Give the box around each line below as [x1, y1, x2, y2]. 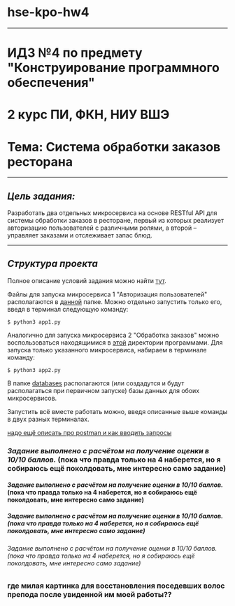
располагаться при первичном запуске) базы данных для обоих [7, 386, 200, 394]
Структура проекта [7, 258, 98, 270]
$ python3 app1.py [7, 318, 61, 326]
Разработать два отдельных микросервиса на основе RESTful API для [7, 209, 218, 217]
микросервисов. [7, 394, 57, 402]
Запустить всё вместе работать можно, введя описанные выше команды [7, 407, 228, 415]
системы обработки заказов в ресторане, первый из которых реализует [7, 216, 225, 225]
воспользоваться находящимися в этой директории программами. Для [7, 338, 223, 347]
